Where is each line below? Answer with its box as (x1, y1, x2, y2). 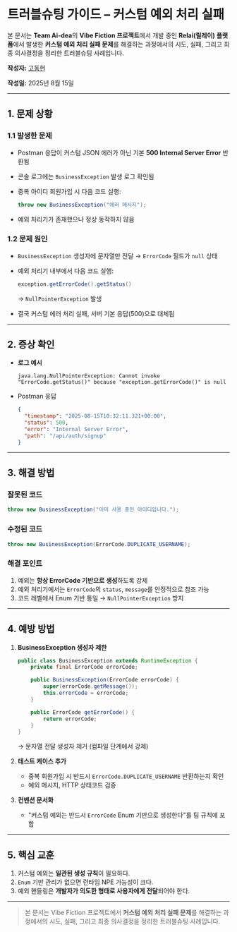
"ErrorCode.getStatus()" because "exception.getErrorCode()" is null (17, 379, 227, 386)
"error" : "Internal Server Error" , (24, 426, 129, 433)
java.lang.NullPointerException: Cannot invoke (17, 373, 160, 380)
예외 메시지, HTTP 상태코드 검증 (28, 781, 116, 789)
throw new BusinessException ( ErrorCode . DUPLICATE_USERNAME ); (7, 540, 191, 547)
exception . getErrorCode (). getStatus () (17, 280, 132, 288)
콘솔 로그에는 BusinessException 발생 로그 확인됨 (17, 172, 154, 181)
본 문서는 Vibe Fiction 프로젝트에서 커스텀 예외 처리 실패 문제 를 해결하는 (24, 908, 222, 917)
